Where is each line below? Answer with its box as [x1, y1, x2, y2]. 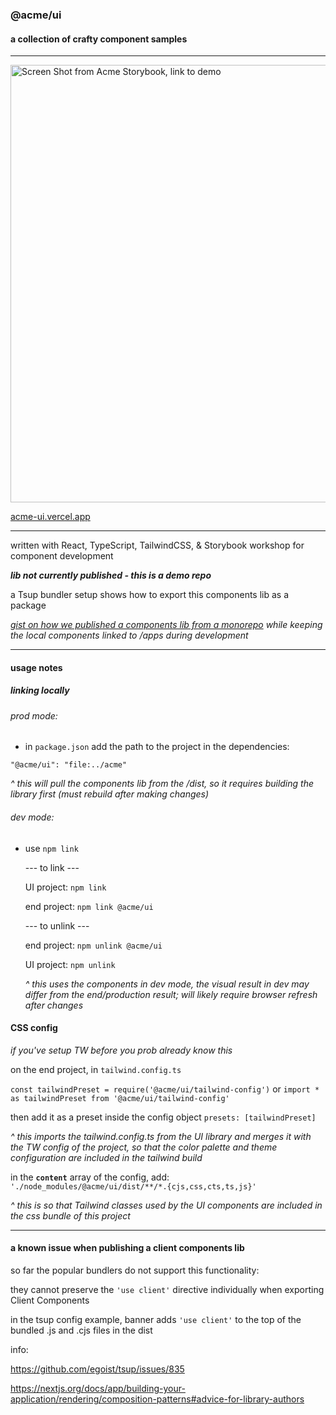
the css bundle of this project [10, 1209, 131, 1222]
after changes [24, 999, 84, 1011]
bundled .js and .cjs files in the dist [10, 1324, 153, 1336]
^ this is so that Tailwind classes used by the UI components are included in [10, 1199, 323, 1211]
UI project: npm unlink [24, 958, 116, 970]
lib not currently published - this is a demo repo [10, 569, 212, 582]
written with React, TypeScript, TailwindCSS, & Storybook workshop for [10, 539, 305, 552]
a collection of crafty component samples [10, 33, 188, 45]
